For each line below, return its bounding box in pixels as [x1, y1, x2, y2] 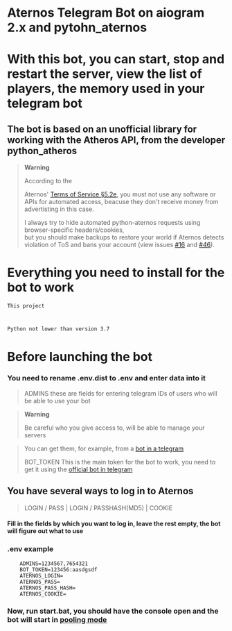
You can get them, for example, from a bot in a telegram [24, 444, 184, 453]
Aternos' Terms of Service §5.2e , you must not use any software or [24, 190, 216, 199]
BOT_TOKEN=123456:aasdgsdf [19, 566, 98, 573]
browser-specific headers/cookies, [24, 226, 125, 234]
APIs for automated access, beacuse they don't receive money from [24, 198, 219, 206]
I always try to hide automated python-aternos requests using [24, 219, 201, 227]
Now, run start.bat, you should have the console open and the [7, 606, 219, 616]
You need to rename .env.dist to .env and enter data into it [7, 373, 206, 383]
